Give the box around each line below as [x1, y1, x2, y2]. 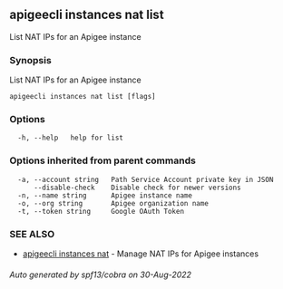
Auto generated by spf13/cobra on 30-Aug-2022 [9, 269, 192, 280]
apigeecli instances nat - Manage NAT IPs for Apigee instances [22, 248, 259, 259]
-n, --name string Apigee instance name [17, 190, 193, 200]
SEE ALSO [9, 227, 55, 240]
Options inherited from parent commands [9, 154, 197, 167]
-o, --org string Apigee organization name [17, 198, 209, 207]
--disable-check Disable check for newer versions [33, 183, 242, 192]
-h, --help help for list [17, 133, 124, 143]
